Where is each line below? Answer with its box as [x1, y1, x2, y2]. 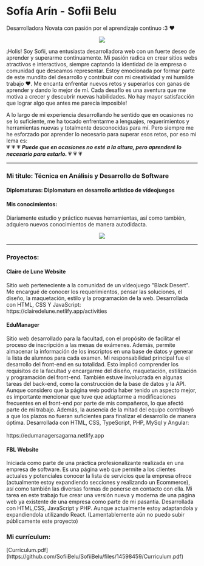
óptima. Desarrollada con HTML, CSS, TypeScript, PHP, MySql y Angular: [6, 419, 189, 426]
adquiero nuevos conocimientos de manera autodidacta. [6, 220, 148, 228]
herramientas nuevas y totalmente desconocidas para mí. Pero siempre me [6, 124, 194, 131]
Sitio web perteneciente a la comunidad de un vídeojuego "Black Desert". [6, 281, 190, 288]
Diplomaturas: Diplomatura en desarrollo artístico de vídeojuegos [6, 187, 175, 194]
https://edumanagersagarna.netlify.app [6, 431, 104, 439]
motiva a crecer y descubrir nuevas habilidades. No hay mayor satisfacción [6, 93, 195, 100]
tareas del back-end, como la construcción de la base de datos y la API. [6, 380, 186, 387]
